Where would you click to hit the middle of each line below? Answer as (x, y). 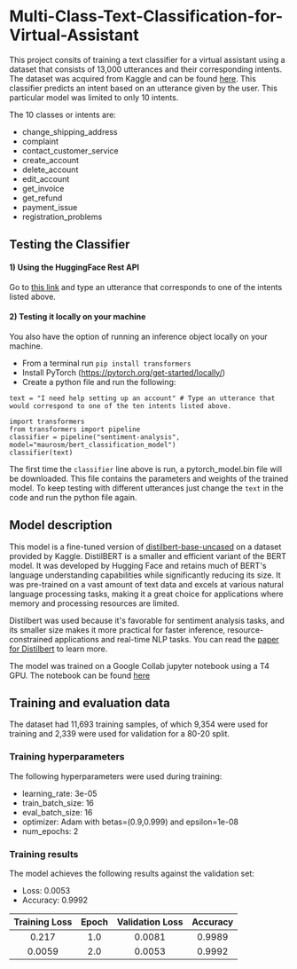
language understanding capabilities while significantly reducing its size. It (145, 575)
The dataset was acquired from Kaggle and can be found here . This (133, 78)
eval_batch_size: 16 (57, 812)
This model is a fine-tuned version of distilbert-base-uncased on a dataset (145, 547)
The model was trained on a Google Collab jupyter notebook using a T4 (140, 666)
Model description (61, 525)
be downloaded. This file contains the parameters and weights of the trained (149, 478)
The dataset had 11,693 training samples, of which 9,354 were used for (139, 724)
